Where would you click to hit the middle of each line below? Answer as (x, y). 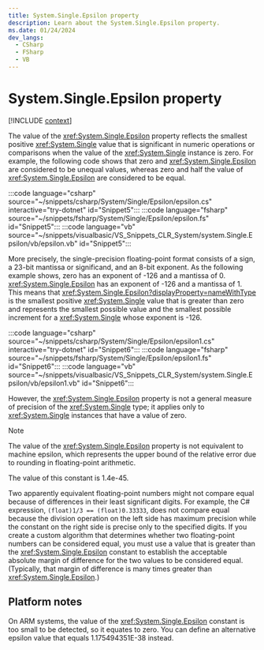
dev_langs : (26, 38)
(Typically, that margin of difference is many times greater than (110, 569)
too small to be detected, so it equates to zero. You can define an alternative (132, 629)
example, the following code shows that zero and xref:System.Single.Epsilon (132, 161)
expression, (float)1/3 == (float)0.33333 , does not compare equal (119, 509)
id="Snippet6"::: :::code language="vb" (72, 366)
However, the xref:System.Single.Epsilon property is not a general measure (130, 398)
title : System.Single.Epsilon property (74, 15)
